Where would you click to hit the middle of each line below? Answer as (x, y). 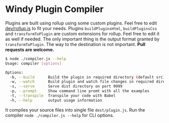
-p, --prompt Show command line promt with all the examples (80, 91)
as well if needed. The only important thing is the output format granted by (82, 39)
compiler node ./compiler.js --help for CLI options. (60, 115)
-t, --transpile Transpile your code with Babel (63, 96)
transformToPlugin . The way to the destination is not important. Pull (75, 44)
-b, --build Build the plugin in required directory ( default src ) (88, 77)
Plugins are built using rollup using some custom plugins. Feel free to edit (81, 23)
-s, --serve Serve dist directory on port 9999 (66, 86)
